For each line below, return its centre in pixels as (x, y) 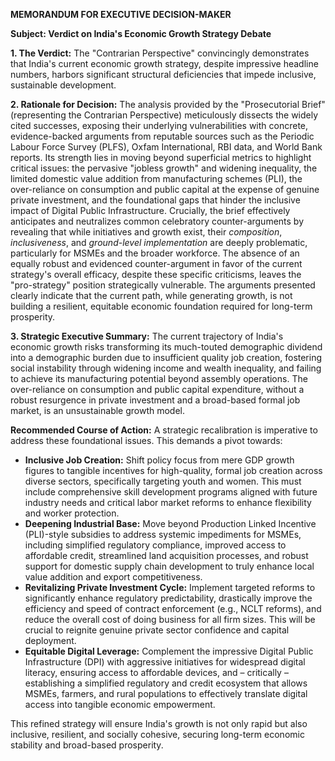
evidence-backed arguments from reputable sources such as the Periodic (162, 136)
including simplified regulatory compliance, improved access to (155, 545)
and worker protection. (72, 513)
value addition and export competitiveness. (113, 577)
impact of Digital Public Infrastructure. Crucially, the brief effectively (150, 210)
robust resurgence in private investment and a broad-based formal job (155, 400)
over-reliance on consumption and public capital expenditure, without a (157, 389)
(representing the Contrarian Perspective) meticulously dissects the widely (164, 115)
